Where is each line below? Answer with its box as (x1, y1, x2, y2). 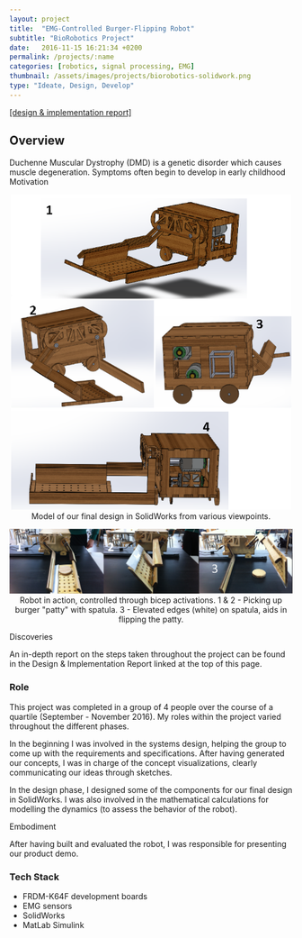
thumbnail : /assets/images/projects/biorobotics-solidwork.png (9, 72, 252, 81)
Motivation (9, 176, 49, 187)
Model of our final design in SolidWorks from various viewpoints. (31, 510, 271, 522)
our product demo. (9, 848, 79, 859)
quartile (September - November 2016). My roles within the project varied (9, 711, 281, 722)
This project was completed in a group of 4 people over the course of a (9, 701, 274, 712)
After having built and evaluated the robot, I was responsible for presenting (9, 838, 288, 849)
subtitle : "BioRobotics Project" (9, 33, 135, 42)
